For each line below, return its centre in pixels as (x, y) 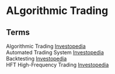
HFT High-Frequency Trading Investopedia (57, 65)
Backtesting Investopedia (36, 59)
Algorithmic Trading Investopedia (46, 46)
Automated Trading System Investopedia (55, 52)
